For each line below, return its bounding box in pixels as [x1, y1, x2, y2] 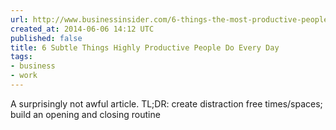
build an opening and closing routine [10, 108, 161, 120]
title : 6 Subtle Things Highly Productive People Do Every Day [10, 42, 280, 53]
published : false [10, 33, 83, 43]
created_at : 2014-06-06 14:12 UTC [10, 24, 155, 34]
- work [10, 71, 38, 81]
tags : [10, 52, 33, 62]
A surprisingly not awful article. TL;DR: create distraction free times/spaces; [10, 97, 323, 110]
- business [10, 61, 56, 71]
